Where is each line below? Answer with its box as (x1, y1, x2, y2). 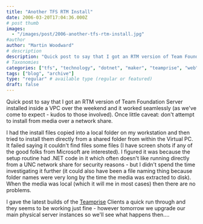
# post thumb (6, 20, 39, 26)
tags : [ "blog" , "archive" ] (6, 70, 74, 76)
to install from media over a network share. (6, 117, 113, 124)
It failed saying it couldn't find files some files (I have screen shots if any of (6, 142, 193, 149)
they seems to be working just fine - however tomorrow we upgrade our (6, 205, 185, 211)
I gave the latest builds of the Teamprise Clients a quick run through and (6, 198, 186, 205)
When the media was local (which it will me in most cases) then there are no (6, 180, 196, 187)
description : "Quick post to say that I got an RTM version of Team (6, 54, 182, 60)
